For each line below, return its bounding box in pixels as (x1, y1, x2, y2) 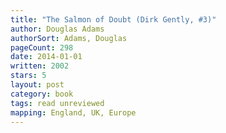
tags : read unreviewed (10, 98, 105, 108)
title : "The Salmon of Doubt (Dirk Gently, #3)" (10, 14, 217, 25)
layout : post (10, 80, 65, 90)
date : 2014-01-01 (10, 52, 83, 62)
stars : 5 (10, 71, 47, 81)
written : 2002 (10, 61, 70, 71)
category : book (10, 89, 74, 99)
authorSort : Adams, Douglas (10, 33, 128, 43)
